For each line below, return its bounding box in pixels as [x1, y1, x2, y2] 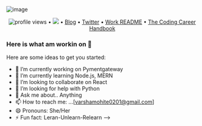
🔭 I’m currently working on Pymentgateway [15, 66, 124, 73]
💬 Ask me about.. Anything [15, 91, 82, 99]
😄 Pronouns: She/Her [15, 107, 71, 114]
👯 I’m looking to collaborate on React [15, 79, 108, 86]
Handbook [89, 25, 116, 32]
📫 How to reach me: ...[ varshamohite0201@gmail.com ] [15, 98, 155, 106]
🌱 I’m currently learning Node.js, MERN [15, 72, 113, 79]
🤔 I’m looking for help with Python [15, 85, 100, 93]
